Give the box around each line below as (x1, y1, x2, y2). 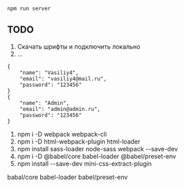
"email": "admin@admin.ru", (19, 105, 100, 112)
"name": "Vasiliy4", (19, 69, 79, 76)
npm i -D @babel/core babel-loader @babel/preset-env (17, 152, 177, 160)
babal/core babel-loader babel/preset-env (7, 173, 128, 181)
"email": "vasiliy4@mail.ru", (19, 75, 107, 82)
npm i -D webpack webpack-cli (17, 130, 107, 138)
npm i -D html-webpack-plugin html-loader (17, 137, 141, 146)
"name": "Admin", (19, 99, 70, 106)
